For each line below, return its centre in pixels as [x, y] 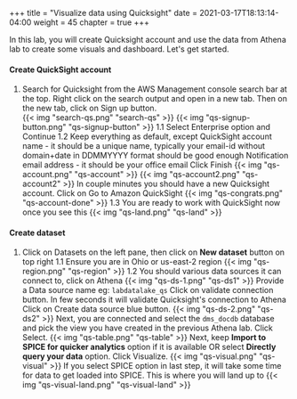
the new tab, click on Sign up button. [89, 108]
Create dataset [37, 232]
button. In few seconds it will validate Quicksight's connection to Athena [154, 300]
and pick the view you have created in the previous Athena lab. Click [147, 328]
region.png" [44, 272]
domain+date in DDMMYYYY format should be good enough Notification [155, 156]
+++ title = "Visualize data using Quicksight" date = [104, 13]
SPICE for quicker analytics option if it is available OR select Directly [149, 347]
